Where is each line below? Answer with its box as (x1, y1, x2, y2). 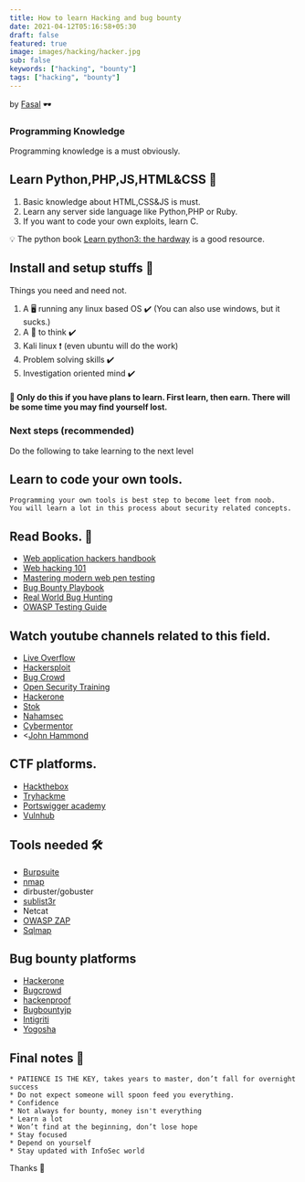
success (9, 1082, 39, 1092)
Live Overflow (22, 653, 76, 663)
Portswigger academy (22, 800, 107, 811)
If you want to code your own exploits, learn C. (22, 216, 199, 227)
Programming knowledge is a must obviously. (9, 145, 181, 156)
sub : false (9, 56, 51, 65)
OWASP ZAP (22, 915, 71, 926)
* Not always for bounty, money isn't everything (9, 1107, 203, 1116)
